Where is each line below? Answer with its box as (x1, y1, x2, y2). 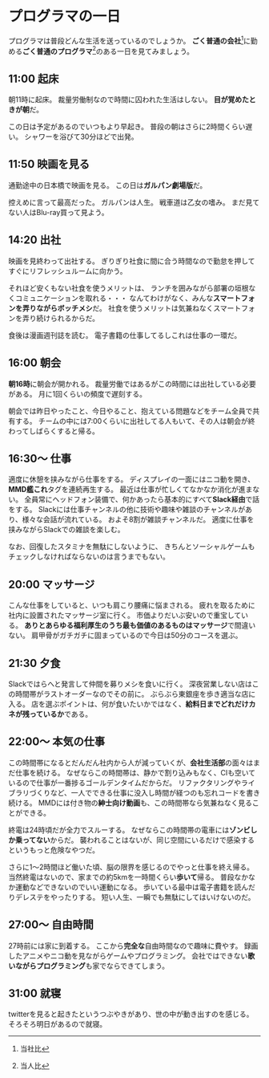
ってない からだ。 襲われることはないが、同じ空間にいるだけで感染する (22, 835, 255, 844)
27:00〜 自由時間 (8, 918, 94, 932)
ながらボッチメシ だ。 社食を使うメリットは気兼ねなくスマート (35, 303, 242, 313)
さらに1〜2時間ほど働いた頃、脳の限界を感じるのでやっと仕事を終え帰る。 (8, 862, 255, 872)
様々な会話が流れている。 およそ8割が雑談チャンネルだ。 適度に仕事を (22, 515, 255, 524)
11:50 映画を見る (8, 157, 90, 171)
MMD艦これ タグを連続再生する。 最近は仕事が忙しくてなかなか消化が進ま (8, 485, 253, 494)
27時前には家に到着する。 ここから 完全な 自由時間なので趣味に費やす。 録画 (8, 941, 259, 950)
